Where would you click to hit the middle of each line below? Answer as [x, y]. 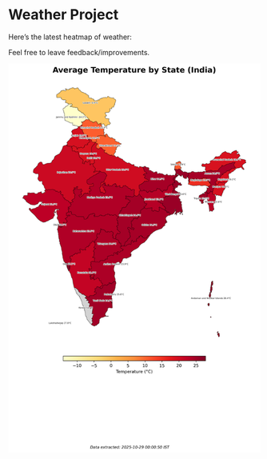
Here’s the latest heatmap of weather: [70, 37]
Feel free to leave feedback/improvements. [79, 52]
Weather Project [64, 15]
